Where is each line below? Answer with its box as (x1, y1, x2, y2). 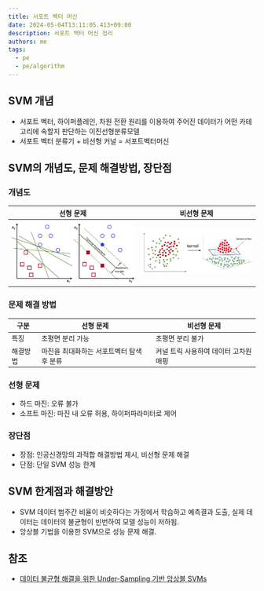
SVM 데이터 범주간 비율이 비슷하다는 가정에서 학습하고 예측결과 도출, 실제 (19, 507, 245, 516)
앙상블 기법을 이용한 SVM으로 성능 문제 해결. (19, 527, 157, 536)
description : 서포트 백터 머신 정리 (8, 29, 114, 37)
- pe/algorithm (15, 63, 65, 71)
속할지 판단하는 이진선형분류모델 (40, 126, 140, 136)
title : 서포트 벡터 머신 (8, 13, 79, 20)
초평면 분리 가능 (41, 334, 90, 343)
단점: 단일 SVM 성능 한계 (19, 459, 96, 469)
